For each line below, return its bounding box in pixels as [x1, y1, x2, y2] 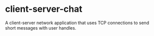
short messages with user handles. [5, 25, 77, 31]
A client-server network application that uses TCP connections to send [5, 20, 150, 26]
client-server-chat [5, 3, 82, 15]
